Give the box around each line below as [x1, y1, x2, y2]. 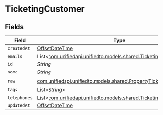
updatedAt [7, 103, 30, 108]
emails [7, 54, 23, 59]
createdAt [7, 46, 30, 51]
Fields [5, 23, 24, 31]
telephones [7, 95, 33, 100]
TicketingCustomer [5, 3, 85, 14]
